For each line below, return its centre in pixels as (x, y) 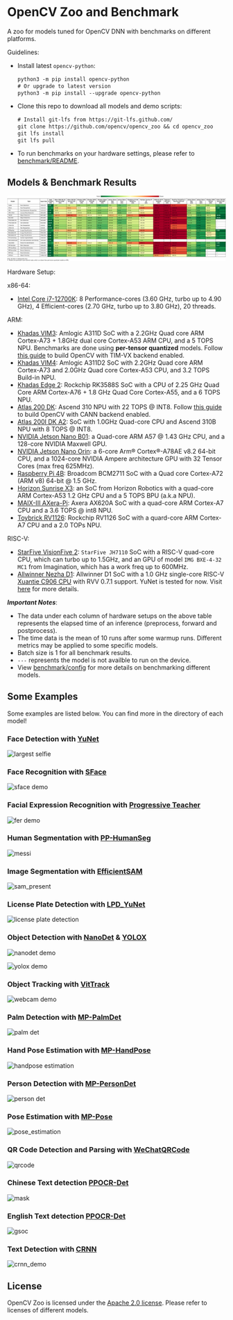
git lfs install (41, 133)
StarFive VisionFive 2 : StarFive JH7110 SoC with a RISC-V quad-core (116, 552)
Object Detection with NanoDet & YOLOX (77, 937)
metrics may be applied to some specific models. (87, 645)
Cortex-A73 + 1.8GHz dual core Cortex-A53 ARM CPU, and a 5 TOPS (115, 340)
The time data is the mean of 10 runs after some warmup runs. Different (119, 638)
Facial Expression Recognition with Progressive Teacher (104, 805)
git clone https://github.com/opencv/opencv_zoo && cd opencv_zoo (115, 126)
